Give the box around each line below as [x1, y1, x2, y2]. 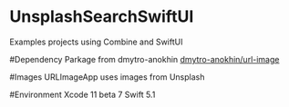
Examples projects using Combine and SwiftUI [9, 36, 183, 47]
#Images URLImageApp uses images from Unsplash [9, 71, 205, 83]
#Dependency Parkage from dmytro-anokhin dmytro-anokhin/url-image [9, 53, 280, 64]
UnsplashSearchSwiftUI [9, 6, 194, 27]
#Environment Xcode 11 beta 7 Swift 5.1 [9, 89, 156, 100]
